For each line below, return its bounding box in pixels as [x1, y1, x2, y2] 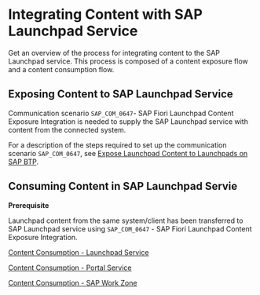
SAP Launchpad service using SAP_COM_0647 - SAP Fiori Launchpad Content [8, 224, 253, 233]
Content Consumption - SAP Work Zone [8, 278, 137, 287]
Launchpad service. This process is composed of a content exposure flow [8, 56, 249, 66]
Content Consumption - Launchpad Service [8, 247, 149, 257]
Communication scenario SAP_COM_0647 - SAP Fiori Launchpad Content [8, 108, 234, 118]
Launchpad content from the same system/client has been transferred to [8, 216, 244, 225]
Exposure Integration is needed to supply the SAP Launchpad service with [8, 116, 249, 126]
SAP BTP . [8, 157, 39, 166]
